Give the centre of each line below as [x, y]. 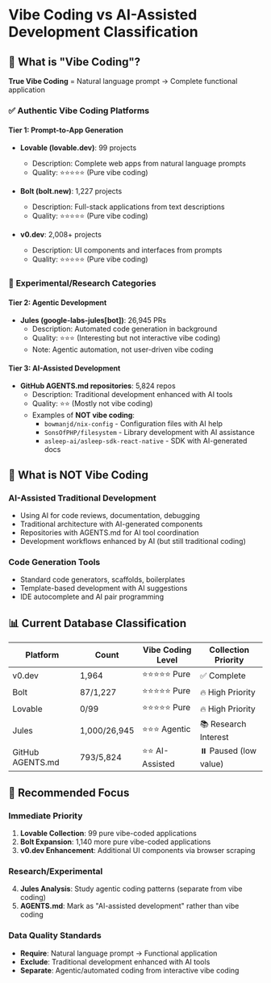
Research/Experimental [56, 871]
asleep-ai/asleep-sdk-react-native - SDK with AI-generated [146, 441]
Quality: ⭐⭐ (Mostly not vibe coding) [92, 404]
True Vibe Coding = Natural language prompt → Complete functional [123, 81]
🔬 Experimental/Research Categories [82, 283]
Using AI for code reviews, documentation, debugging [110, 516]
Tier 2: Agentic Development [58, 302]
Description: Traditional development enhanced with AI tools [132, 395]
